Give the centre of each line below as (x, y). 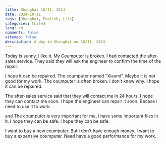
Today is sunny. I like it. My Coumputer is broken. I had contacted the (76, 56)
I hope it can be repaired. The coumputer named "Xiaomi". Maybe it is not (80, 76)
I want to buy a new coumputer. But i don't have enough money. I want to (80, 131)
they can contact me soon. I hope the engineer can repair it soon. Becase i (81, 101)
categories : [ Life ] (25, 23)
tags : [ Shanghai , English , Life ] (40, 19)
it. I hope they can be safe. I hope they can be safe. (57, 121)
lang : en (14, 28)
